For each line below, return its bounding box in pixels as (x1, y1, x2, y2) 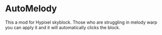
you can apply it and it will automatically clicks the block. (5, 24, 121, 30)
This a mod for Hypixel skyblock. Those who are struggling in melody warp (5, 19, 158, 25)
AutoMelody (5, 3, 57, 14)
